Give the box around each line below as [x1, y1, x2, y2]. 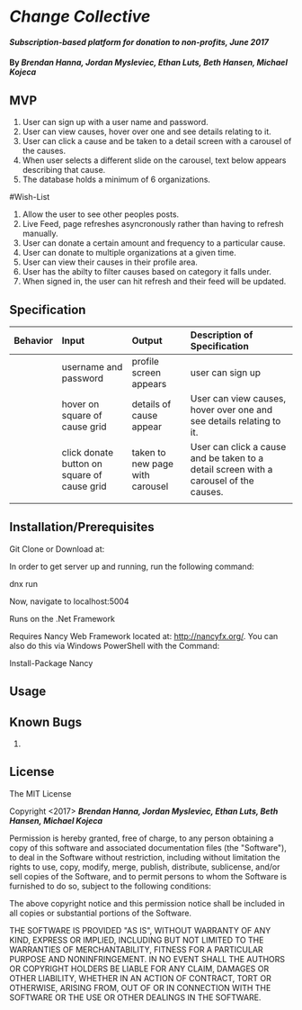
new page [131, 457, 173, 470]
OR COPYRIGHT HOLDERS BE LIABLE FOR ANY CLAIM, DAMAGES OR [9, 963, 270, 974]
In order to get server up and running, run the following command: [9, 561, 254, 572]
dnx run [9, 578, 39, 589]
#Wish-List [9, 192, 50, 203]
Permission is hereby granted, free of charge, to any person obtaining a [9, 833, 274, 843]
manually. [22, 228, 58, 239]
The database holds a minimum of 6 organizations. [22, 174, 211, 185]
